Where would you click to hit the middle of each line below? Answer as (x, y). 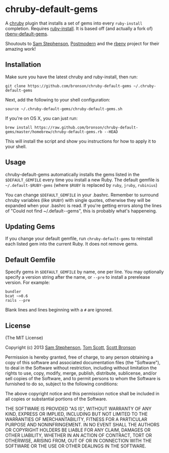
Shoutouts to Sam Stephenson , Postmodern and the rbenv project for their (82, 43)
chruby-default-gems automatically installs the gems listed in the (72, 174)
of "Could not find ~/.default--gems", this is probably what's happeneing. (81, 211)
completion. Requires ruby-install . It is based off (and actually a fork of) (79, 28)
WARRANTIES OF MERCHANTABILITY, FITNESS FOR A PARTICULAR (76, 419)
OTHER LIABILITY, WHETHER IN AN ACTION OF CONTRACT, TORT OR (78, 435)
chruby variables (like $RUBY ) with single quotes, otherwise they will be (78, 200)
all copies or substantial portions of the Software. (56, 399)
